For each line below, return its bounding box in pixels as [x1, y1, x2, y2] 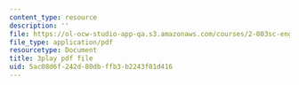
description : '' [9, 21, 69, 30]
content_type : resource [9, 12, 98, 22]
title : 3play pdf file [9, 54, 93, 63]
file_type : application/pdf [9, 37, 114, 47]
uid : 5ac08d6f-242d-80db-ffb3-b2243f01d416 [9, 63, 174, 72]
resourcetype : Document [9, 46, 98, 55]
